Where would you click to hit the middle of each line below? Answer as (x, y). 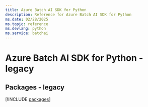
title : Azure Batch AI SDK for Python (46, 10)
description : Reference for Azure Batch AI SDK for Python (68, 15)
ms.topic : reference (27, 24)
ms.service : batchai (27, 33)
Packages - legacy (35, 87)
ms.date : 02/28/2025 (27, 19)
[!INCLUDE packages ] (28, 99)
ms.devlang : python (26, 29)
